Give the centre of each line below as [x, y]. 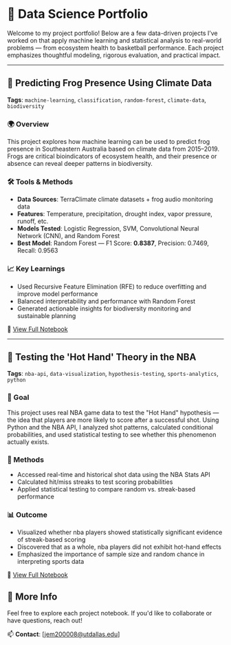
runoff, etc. [33, 221]
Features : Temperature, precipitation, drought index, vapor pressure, [115, 214]
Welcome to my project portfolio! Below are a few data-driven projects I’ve [112, 33]
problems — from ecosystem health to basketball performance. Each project [115, 47]
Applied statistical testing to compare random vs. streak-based [106, 489]
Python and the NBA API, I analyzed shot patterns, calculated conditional [110, 427]
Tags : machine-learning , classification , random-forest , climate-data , [107, 100]
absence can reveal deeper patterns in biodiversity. [80, 164]
